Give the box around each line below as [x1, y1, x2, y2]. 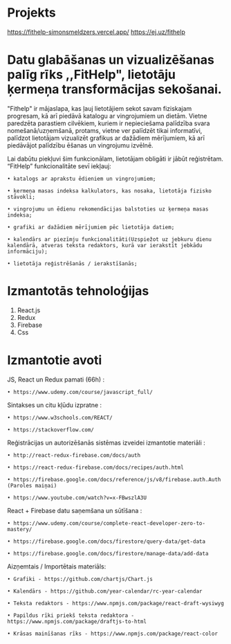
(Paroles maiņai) [7, 482, 57, 489]
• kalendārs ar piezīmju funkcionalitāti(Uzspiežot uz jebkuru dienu [7, 235, 212, 243]
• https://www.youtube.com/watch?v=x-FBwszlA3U [7, 494, 147, 501]
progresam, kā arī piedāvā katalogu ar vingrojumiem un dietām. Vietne [7, 111, 207, 120]
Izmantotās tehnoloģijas [7, 283, 149, 299]
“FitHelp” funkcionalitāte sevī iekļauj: [7, 161, 112, 170]
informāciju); [7, 248, 48, 255]
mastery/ [7, 526, 33, 533]
